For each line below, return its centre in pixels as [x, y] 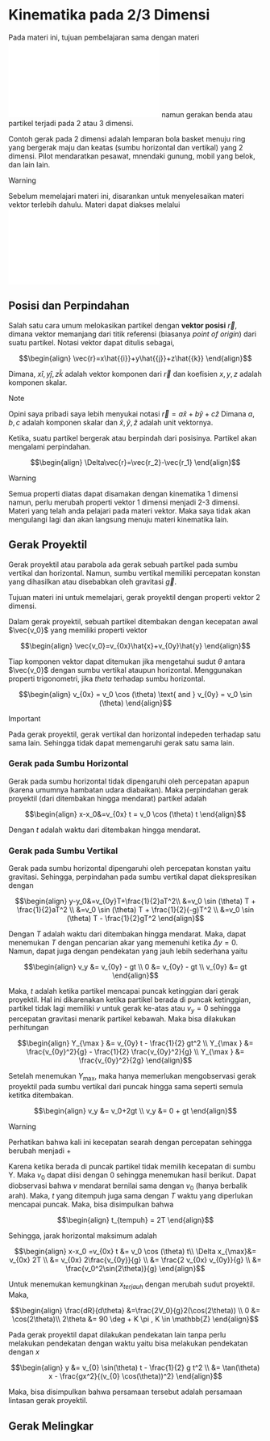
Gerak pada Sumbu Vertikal [63, 851]
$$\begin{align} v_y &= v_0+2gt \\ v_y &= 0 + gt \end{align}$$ [135, 1110]
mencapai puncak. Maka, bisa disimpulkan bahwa [91, 1204]
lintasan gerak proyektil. [48, 1401]
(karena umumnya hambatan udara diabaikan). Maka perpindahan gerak [128, 789]
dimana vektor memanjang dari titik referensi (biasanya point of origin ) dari [132, 334]
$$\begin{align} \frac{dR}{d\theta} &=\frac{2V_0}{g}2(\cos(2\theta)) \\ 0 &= [135, 1311]
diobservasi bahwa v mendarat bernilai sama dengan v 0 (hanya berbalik [128, 1186]
